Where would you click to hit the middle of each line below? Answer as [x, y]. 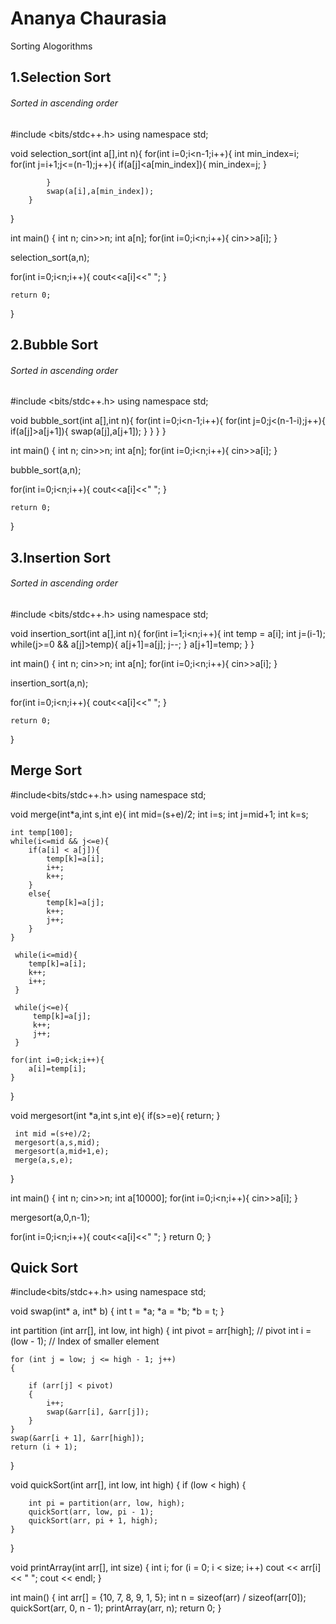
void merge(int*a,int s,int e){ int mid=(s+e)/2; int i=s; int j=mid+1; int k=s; [159, 814]
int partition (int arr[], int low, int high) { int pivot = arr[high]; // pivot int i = [161, 1331]
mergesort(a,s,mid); [57, 1142]
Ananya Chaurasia [88, 18]
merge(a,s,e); [44, 1160]
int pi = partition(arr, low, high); [107, 1503]
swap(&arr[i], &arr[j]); [98, 1412]
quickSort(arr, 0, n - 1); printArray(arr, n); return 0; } [116, 1608]
